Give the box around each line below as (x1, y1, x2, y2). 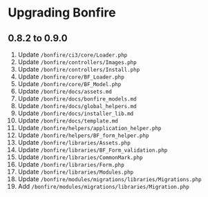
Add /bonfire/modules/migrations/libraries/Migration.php (17, 183, 189, 190)
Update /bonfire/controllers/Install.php (17, 65, 140, 73)
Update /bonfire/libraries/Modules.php (17, 167, 134, 176)
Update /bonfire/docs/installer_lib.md (17, 109, 134, 117)
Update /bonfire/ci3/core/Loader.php (17, 50, 128, 59)
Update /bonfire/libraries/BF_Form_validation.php (17, 146, 168, 154)
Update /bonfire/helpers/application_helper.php (17, 124, 162, 132)
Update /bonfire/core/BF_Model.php (17, 80, 122, 87)
